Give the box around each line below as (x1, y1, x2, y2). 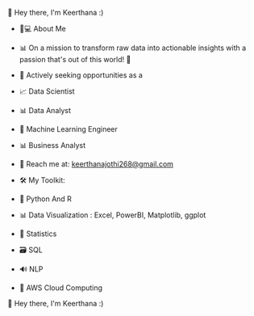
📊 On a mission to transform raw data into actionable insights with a (19, 43, 247, 53)
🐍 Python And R (19, 194, 72, 204)
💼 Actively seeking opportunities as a (19, 70, 143, 80)
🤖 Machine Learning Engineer (19, 124, 119, 133)
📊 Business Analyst (19, 141, 86, 150)
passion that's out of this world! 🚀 (19, 55, 131, 64)
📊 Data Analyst (19, 106, 72, 115)
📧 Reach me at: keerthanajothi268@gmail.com (19, 159, 174, 169)
